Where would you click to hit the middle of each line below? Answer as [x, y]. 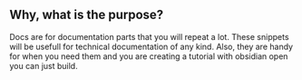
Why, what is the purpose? [87, 15]
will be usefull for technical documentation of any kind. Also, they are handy [151, 46]
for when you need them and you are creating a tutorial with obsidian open [149, 56]
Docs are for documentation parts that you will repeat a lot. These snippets [149, 36]
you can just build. [44, 65]
